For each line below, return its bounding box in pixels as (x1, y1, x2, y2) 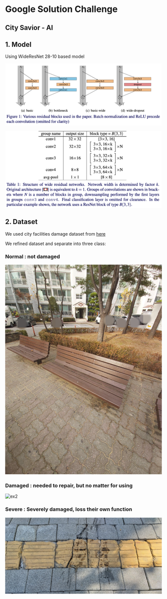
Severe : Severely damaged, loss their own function (5, 506, 133, 513)
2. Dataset (5, 218, 38, 226)
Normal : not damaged (5, 253, 61, 260)
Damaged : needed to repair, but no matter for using (5, 482, 133, 489)
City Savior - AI (5, 23, 53, 32)
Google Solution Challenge (5, 3, 118, 15)
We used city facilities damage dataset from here (5, 231, 106, 237)
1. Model (5, 40, 32, 48)
